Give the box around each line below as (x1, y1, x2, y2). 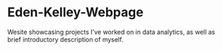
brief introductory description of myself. (7, 35, 124, 43)
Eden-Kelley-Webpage (7, 4, 144, 21)
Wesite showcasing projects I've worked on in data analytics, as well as (7, 28, 216, 36)
